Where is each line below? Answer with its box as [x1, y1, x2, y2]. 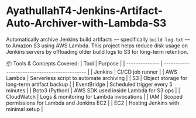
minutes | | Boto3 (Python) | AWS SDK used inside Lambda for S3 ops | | [6, 86, 180, 94]
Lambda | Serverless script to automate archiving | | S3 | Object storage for [6, 74, 188, 81]
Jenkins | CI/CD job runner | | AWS [94, 68, 177, 75]
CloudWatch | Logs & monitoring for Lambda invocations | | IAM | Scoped [6, 93, 183, 100]
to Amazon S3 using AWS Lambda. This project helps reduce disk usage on [6, 42, 188, 49]
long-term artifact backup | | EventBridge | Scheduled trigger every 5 [6, 81, 173, 88]
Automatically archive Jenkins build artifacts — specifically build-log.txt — [6, 36, 190, 43]
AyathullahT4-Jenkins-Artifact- [6, 4, 163, 18]
